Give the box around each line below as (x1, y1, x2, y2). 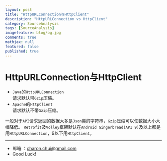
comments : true (5, 35, 37, 40)
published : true (5, 49, 39, 54)
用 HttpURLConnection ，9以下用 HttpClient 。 (5, 130, 94, 136)
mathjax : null (5, 40, 35, 45)
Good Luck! (12, 151, 36, 157)
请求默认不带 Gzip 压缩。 (12, 107, 61, 113)
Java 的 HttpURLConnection (12, 89, 64, 95)
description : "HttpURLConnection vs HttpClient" (5, 16, 108, 21)
